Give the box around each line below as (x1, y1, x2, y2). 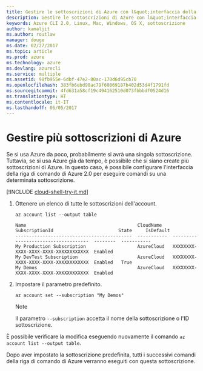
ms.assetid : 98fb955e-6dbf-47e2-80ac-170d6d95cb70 (6, 76, 137, 82)
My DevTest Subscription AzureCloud (15, 254, 165, 261)
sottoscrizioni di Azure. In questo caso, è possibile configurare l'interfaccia (6, 164, 193, 171)
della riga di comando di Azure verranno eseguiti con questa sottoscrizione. (6, 358, 196, 365)
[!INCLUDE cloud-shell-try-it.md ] (6, 189, 89, 196)
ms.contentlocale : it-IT (6, 99, 69, 105)
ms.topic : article (6, 48, 53, 55)
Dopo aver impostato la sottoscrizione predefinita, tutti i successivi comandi (6, 351, 196, 358)
